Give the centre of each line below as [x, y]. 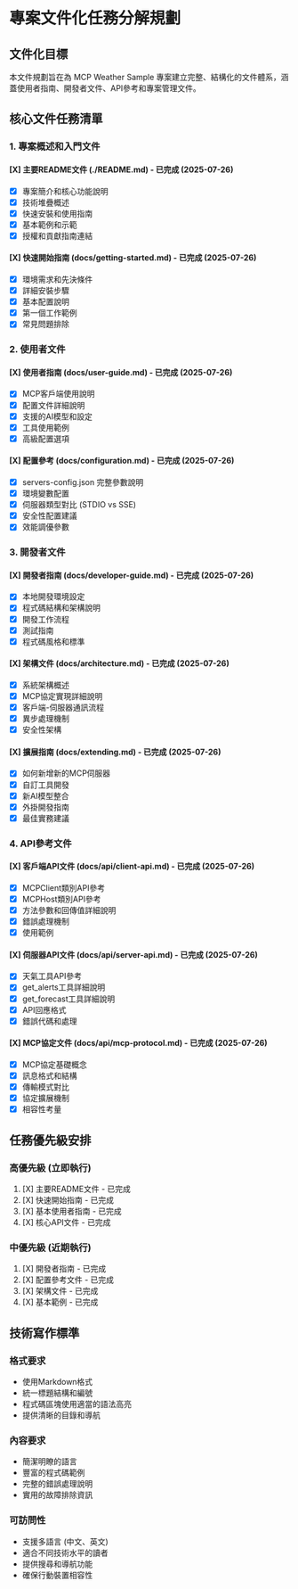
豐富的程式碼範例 [53, 1473]
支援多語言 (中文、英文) [65, 1541]
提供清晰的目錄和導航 [61, 1415]
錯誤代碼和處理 [49, 1021]
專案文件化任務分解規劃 [95, 18]
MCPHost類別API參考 [61, 899]
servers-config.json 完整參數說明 [83, 482]
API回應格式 [44, 1009]
